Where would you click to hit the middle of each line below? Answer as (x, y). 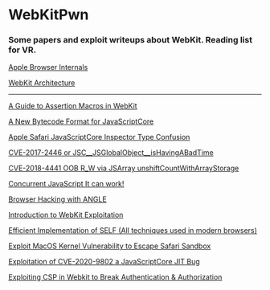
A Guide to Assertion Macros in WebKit (73, 106)
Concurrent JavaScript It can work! (66, 184)
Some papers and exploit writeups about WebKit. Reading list (131, 40)
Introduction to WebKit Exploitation (66, 215)
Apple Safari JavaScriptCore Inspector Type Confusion (99, 137)
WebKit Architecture (42, 83)
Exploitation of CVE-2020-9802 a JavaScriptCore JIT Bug (104, 262)
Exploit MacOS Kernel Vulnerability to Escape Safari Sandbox (110, 246)
